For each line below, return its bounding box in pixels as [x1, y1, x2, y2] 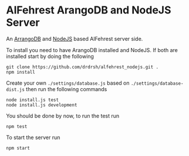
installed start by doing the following [6, 53, 94, 60]
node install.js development [6, 102, 77, 108]
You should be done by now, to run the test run [6, 112, 120, 119]
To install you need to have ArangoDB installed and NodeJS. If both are [6, 46, 178, 53]
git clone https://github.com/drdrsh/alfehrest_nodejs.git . [6, 64, 159, 70]
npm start [6, 145, 31, 151]
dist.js [6, 86, 25, 92]
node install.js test [6, 97, 59, 103]
